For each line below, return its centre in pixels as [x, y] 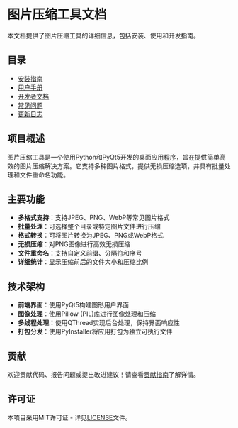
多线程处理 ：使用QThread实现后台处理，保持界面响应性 [99, 323]
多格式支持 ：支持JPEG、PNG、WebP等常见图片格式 [93, 218]
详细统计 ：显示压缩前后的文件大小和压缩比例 [83, 262]
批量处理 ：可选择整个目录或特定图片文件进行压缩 [89, 226]
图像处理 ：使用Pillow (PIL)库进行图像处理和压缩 [87, 314]
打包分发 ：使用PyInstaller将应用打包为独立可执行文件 [95, 331]
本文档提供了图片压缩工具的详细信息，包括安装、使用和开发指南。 [103, 35]
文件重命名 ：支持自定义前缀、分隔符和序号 [80, 253]
